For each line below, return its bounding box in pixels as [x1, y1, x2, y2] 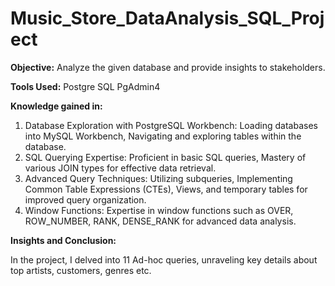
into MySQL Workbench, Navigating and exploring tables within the [24, 130, 302, 142]
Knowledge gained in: [10, 100, 103, 112]
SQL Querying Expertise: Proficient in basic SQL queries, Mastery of [24, 151, 307, 163]
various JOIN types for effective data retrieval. [24, 162, 217, 174]
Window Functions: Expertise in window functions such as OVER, [24, 204, 294, 216]
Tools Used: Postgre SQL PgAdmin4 [10, 80, 161, 92]
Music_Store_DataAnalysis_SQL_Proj [10, 7, 325, 30]
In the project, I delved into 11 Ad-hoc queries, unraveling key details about [10, 253, 318, 266]
